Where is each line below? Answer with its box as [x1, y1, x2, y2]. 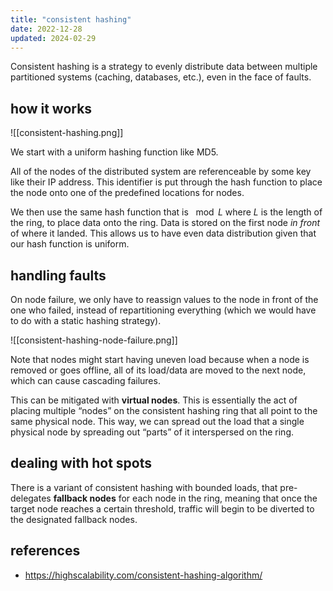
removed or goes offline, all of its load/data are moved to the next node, [10, 364, 307, 376]
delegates [10, 492, 52, 504]
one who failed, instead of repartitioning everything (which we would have [10, 304, 317, 316]
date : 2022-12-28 [10, 24, 83, 34]
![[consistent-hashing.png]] [10, 127, 124, 139]
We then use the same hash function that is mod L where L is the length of [10, 206, 323, 218]
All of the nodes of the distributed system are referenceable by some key [10, 166, 312, 178]
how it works [10, 100, 93, 117]
